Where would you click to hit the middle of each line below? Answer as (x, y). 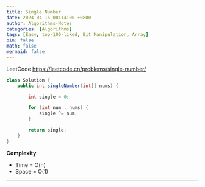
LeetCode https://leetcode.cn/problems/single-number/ (76, 69)
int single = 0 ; (49, 97)
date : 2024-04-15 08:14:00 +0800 (49, 18)
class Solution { (28, 80)
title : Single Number (34, 12)
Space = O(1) (32, 171)
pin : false (20, 40)
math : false (21, 46)
